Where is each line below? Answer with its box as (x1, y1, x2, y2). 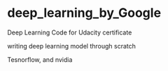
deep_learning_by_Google (7, 5, 162, 21)
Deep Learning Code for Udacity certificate (7, 28, 132, 37)
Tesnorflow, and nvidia (7, 55, 73, 64)
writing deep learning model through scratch (7, 41, 136, 50)
